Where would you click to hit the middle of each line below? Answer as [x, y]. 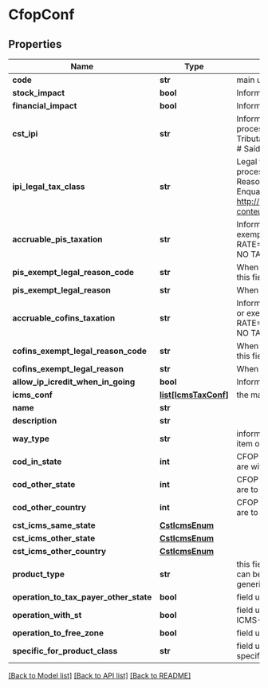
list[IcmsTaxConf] [194, 395]
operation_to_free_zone [58, 633]
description [35, 421]
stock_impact [39, 93]
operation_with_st [47, 615]
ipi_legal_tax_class [49, 187]
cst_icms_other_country [59, 551]
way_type [31, 438]
